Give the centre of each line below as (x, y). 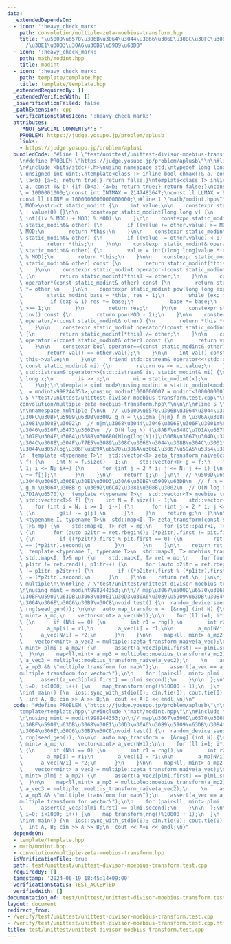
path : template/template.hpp (61, 78)
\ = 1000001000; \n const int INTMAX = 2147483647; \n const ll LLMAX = (120, 193)
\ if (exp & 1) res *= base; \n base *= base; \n (118, 302)
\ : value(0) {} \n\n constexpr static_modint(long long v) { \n (117, 212)
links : (29, 142)
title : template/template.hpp (63, 84)
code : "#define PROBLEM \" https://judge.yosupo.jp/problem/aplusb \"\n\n (120, 706)
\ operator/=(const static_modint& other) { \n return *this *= (123, 321)
